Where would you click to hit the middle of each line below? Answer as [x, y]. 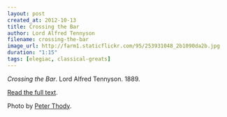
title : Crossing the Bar [43, 26]
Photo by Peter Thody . [39, 106]
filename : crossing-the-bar [48, 40]
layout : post [26, 14]
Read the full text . [32, 92]
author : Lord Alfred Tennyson [51, 33]
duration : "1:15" [32, 53]
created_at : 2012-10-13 [42, 20]
